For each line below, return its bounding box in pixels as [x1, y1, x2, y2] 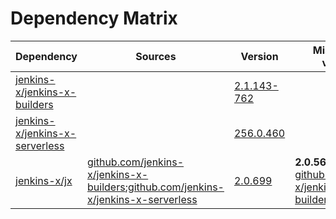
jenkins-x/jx [15, 173, 73, 187]
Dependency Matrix [10, 7, 178, 30]
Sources [135, 49, 177, 63]
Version [240, 49, 279, 63]
